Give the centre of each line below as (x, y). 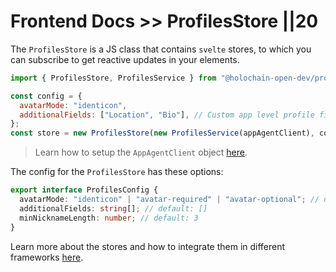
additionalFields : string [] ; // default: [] (113, 208)
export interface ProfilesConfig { (84, 190)
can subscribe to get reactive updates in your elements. (125, 59)
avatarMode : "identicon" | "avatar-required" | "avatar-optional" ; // (169, 200)
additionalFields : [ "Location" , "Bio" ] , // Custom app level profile (167, 115)
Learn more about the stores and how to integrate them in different (148, 246)
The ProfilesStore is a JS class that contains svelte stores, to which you (161, 49)
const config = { (46, 96)
